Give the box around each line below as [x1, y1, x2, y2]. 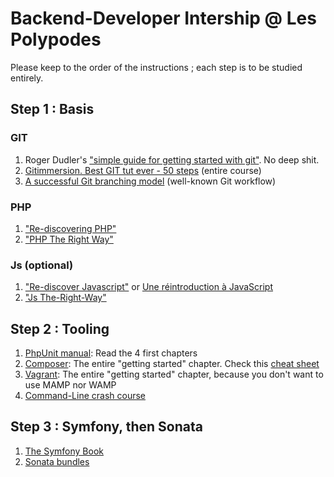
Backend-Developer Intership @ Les [10, 7, 317, 30]
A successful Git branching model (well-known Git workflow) [24, 175, 277, 187]
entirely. [10, 72, 44, 84]
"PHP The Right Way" [24, 233, 114, 245]
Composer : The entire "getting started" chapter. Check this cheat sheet [24, 358, 320, 370]
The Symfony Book [24, 445, 104, 457]
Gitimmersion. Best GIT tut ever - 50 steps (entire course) [24, 164, 262, 176]
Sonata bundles [24, 455, 90, 467]
